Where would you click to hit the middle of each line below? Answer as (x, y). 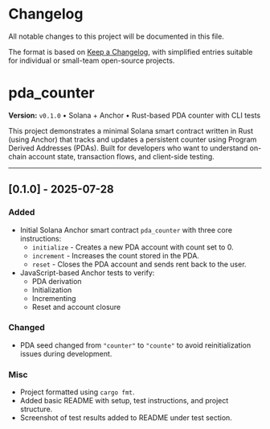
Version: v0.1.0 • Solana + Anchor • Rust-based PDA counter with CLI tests (135, 115)
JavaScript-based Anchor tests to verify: (87, 272)
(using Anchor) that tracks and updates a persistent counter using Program (133, 139)
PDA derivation (57, 281)
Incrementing (54, 298)
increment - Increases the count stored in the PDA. (115, 255)
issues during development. (66, 353)
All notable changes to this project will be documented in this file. (117, 36)
